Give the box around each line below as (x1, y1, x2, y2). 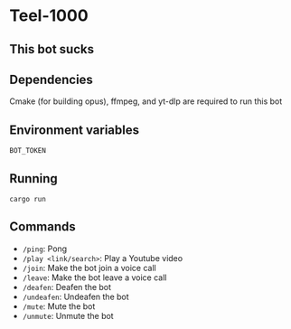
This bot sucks (9, 42, 95, 57)
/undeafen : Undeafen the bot (22, 291, 129, 302)
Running (9, 171, 59, 186)
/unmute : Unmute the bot (22, 310, 115, 321)
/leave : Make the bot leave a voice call (22, 272, 167, 283)
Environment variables (9, 122, 140, 137)
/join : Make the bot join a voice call (22, 262, 156, 273)
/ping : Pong (22, 243, 68, 254)
